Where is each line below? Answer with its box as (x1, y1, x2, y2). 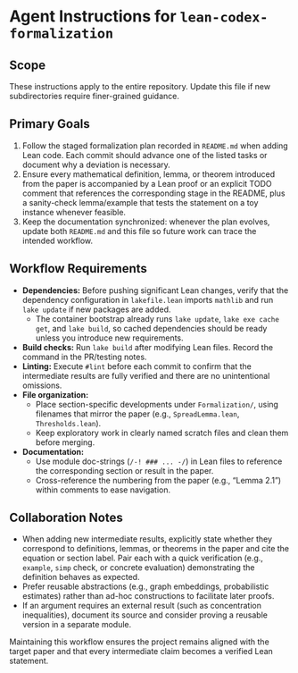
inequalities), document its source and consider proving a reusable (21, 610, 268, 620)
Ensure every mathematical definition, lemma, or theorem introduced (21, 168, 275, 180)
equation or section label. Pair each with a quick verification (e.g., (21, 552, 263, 564)
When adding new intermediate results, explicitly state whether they (21, 534, 273, 544)
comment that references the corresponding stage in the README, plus (21, 188, 286, 198)
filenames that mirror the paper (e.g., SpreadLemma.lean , (35, 408, 240, 419)
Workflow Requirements (9, 261, 147, 276)
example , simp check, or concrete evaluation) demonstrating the (21, 562, 255, 573)
